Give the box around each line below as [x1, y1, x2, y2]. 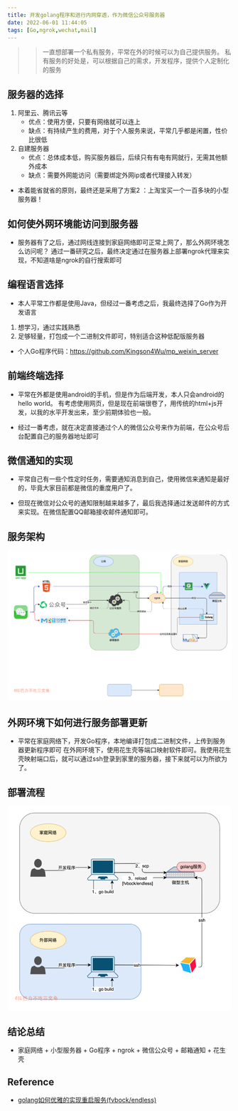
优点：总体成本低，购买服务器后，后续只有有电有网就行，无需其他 [28, 153, 222, 162]
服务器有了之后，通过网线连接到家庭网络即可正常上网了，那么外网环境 [17, 238, 224, 246]
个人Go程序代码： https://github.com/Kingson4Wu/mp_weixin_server [17, 347, 219, 355]
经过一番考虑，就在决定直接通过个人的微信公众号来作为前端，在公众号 [17, 423, 224, 431]
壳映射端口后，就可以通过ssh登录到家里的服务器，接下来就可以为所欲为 [17, 754, 227, 763]
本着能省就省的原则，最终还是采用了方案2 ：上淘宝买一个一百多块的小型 [17, 186, 229, 195]
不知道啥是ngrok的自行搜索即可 [30, 256, 122, 264]
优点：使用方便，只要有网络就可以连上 [28, 117, 141, 126]
